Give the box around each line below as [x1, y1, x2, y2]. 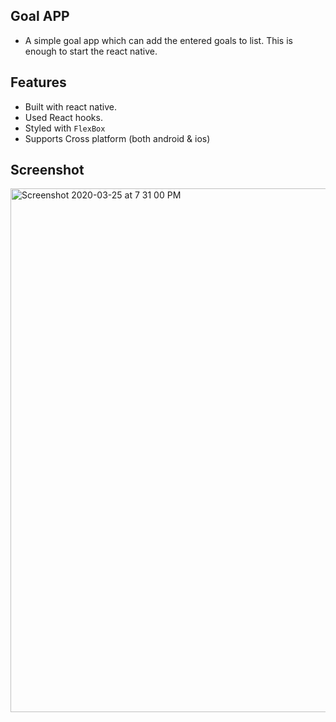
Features [10, 74, 67, 91]
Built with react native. [24, 100, 117, 113]
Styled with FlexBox [24, 122, 106, 134]
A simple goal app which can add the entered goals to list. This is [24, 34, 293, 46]
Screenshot [10, 162, 85, 179]
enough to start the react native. [24, 45, 158, 57]
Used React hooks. [24, 111, 103, 123]
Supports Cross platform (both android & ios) [24, 132, 211, 144]
